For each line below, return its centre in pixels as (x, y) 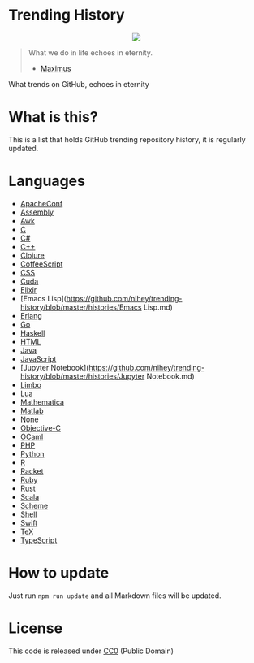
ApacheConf (41, 203)
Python (32, 453)
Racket (32, 471)
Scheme (34, 505)
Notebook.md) (170, 376)
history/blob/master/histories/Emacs (81, 307)
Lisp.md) (158, 307)
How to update (59, 573)
